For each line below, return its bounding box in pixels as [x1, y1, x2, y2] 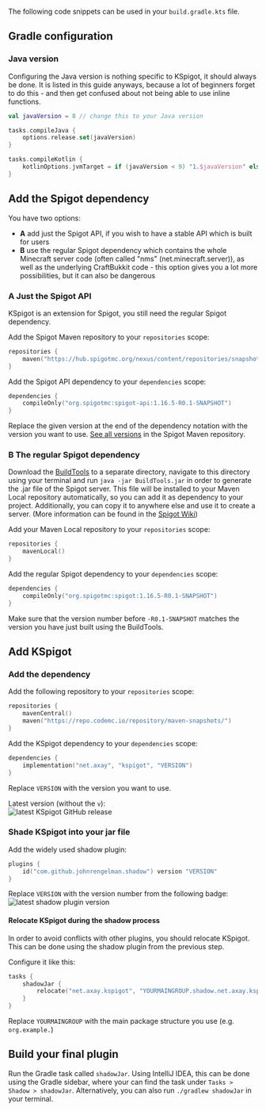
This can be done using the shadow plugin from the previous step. [8, 941, 225, 951]
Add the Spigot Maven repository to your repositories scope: [8, 332, 210, 342]
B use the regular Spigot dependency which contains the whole [19, 245, 227, 255]
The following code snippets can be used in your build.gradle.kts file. [8, 7, 240, 16]
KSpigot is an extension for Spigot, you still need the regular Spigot [8, 308, 227, 318]
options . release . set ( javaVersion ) [22, 134, 136, 142]
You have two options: [8, 213, 82, 223]
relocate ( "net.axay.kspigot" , [36, 987, 136, 995]
